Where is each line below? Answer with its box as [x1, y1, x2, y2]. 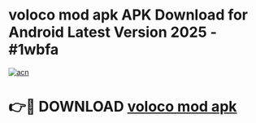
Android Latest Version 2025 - [8, 23, 218, 42]
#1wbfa [8, 41, 59, 59]
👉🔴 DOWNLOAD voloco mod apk [8, 98, 237, 116]
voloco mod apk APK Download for [8, 6, 249, 24]
